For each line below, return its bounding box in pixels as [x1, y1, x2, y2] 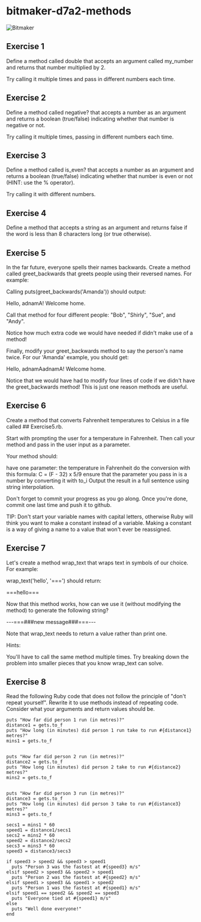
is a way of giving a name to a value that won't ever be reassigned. [6, 525, 172, 533]
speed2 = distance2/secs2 [6, 838, 71, 844]
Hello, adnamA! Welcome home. [6, 300, 86, 307]
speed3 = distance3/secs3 [6, 848, 71, 854]
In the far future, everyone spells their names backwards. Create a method [6, 264, 191, 271]
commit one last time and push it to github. [6, 501, 112, 508]
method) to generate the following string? [6, 606, 109, 614]
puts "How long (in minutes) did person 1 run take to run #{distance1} [6, 728, 192, 734]
